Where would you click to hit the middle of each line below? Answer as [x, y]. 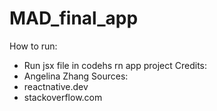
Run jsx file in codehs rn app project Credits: [115, 65]
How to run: [33, 46]
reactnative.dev [56, 86]
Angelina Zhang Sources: [76, 76]
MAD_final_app [74, 18]
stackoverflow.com [63, 97]
